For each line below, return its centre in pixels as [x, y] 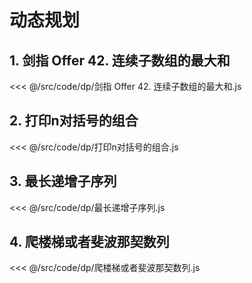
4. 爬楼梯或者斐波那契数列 [89, 242]
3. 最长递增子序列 [63, 181]
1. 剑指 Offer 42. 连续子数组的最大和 [120, 60]
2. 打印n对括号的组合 [74, 121]
